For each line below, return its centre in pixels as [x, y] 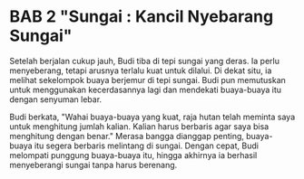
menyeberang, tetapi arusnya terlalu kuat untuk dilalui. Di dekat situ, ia [141, 71]
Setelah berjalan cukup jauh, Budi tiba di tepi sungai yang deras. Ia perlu [144, 61]
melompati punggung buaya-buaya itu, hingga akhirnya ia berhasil [133, 155]
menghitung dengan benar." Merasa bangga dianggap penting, [127, 136]
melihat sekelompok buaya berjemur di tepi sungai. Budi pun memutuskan [147, 80]
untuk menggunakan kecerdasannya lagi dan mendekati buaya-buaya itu [146, 89]
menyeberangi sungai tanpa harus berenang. [93, 165]
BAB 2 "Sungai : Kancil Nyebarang [142, 17]
